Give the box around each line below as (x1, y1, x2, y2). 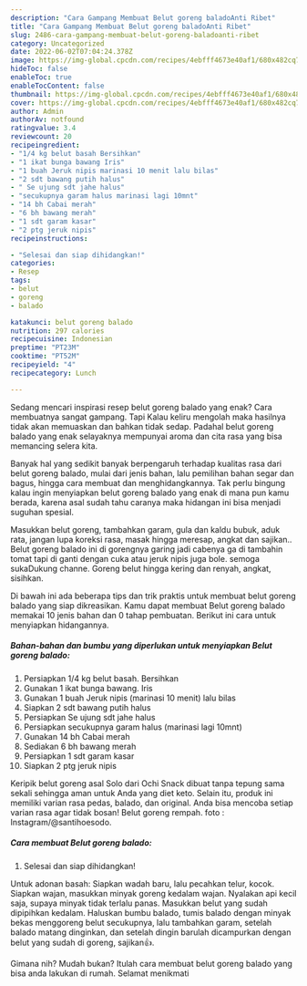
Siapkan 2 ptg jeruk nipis (23, 760, 118, 771)
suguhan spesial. (10, 506, 75, 517)
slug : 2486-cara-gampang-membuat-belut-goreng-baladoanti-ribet (10, 30, 260, 39)
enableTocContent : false (10, 81, 105, 90)
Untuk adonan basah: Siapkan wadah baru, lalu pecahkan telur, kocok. (10, 877, 275, 889)
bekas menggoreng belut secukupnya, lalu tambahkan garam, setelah (10, 917, 272, 928)
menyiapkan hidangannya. (10, 619, 109, 630)
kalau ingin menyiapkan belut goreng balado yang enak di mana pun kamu (10, 487, 290, 498)
